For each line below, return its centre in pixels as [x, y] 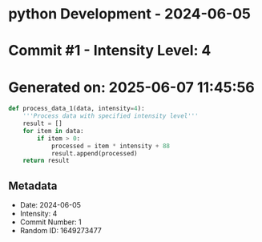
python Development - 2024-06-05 [129, 14]
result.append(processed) [94, 153]
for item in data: [53, 131]
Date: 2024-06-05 [50, 205]
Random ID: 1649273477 [61, 231]
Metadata [33, 186]
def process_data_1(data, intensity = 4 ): [77, 109]
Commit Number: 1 [50, 222]
